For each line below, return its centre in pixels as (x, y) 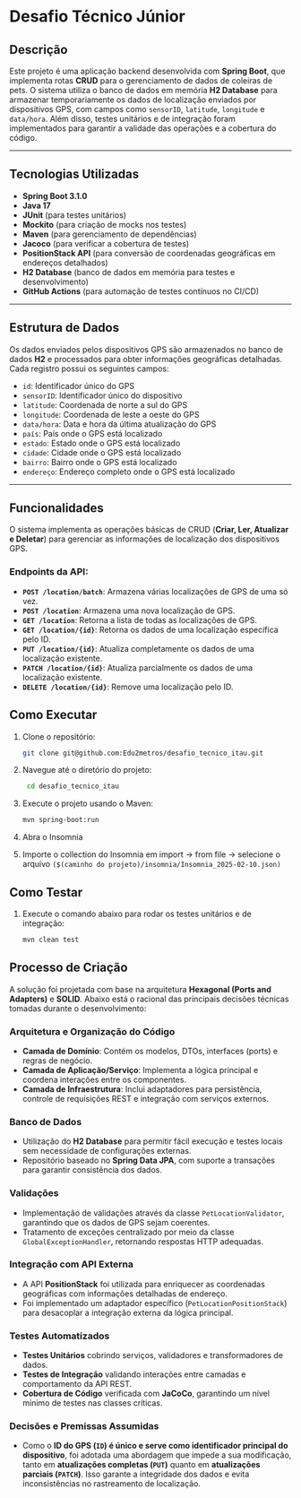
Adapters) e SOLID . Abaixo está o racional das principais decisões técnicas (149, 999)
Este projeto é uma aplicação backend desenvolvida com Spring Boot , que (147, 71)
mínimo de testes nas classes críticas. (92, 1403)
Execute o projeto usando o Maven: (88, 803)
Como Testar (46, 892)
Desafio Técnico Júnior (97, 17)
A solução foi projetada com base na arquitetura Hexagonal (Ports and (140, 989)
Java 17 (36, 205)
